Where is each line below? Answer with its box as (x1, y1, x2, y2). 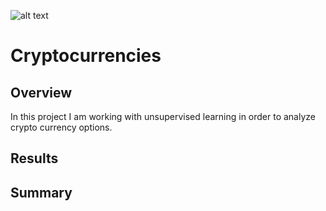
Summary (10, 184, 73, 201)
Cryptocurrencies (10, 45, 162, 67)
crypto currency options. (10, 121, 113, 133)
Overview (10, 84, 73, 101)
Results (10, 150, 59, 167)
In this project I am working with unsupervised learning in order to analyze (10, 111, 316, 122)
